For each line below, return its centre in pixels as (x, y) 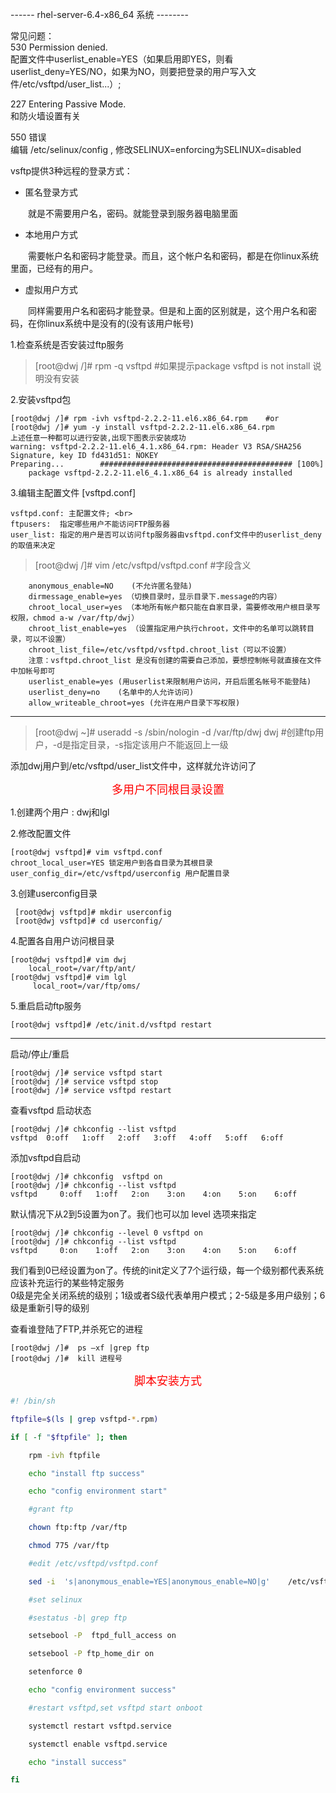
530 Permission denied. (59, 47)
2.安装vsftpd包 (41, 399)
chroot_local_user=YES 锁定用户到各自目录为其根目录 (111, 863)
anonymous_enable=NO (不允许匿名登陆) (110, 586)
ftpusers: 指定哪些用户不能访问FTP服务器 (90, 524)
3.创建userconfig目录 (54, 893)
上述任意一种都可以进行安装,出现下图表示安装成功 (98, 438)
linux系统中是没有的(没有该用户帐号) (119, 323)
